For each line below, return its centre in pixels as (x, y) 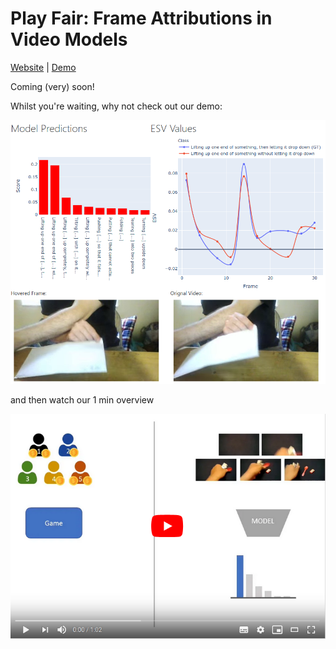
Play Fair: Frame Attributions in (141, 18)
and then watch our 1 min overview (82, 400)
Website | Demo (43, 67)
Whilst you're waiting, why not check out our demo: (116, 106)
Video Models (69, 39)
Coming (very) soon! (52, 86)
